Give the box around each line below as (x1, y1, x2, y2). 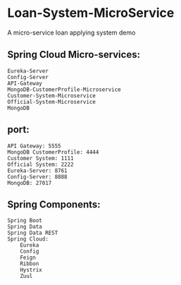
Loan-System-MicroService (7, 5, 175, 21)
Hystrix (20, 267, 42, 274)
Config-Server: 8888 (7, 173, 68, 181)
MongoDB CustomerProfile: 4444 (7, 148, 99, 156)
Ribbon (20, 260, 39, 267)
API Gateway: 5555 (7, 142, 61, 150)
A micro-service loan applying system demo (7, 28, 136, 37)
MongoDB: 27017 (7, 179, 52, 186)
